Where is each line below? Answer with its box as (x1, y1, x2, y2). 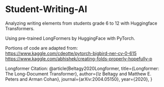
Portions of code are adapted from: (5, 45, 78, 51)
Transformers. (5, 25, 35, 31)
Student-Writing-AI (5, 4, 88, 15)
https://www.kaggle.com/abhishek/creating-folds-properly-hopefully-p (5, 55, 152, 61)
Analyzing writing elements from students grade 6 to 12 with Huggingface (5, 20, 157, 26)
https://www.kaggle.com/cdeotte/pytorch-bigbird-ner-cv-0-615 (5, 50, 137, 56)
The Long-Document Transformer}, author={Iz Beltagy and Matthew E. (5, 70, 151, 76)
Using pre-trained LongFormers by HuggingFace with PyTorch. (5, 35, 135, 41)
